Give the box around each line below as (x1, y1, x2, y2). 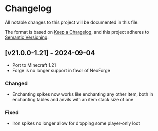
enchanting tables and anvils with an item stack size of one (12, 97, 134, 103)
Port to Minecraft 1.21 (12, 62, 56, 68)
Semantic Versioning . (5, 34, 49, 40)
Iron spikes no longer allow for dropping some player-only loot (12, 120, 140, 126)
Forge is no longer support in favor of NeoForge (12, 67, 111, 73)
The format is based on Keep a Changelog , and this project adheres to (5, 29, 149, 35)
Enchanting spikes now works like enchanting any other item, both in (12, 91, 153, 97)
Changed (5, 80, 28, 87)
